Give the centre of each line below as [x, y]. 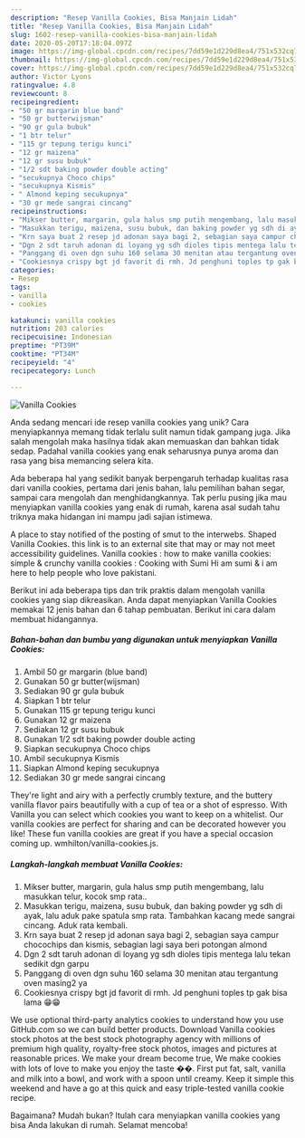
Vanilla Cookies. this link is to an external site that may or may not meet [143, 543]
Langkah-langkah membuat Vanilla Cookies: [97, 865]
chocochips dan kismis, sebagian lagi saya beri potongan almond [145, 945]
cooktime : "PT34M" [45, 354]
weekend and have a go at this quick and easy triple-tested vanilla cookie [147, 1088]
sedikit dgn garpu [56, 964]
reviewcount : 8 [39, 93]
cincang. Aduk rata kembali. [76, 925]
